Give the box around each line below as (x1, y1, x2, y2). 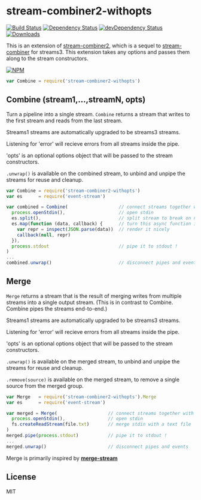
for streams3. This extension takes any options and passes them (31, 48, 190, 55)
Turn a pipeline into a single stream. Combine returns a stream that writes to (6, 110, 190, 118)
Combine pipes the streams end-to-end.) (6, 305, 108, 312)
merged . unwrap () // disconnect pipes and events (6, 444, 188, 450)
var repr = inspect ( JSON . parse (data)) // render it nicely (17, 226, 170, 232)
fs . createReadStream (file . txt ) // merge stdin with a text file (11, 421, 191, 427)
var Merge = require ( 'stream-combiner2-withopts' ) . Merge (6, 394, 157, 400)
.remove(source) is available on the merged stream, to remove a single (6, 376, 179, 383)
